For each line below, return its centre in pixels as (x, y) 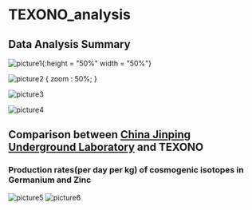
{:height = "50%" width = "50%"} (97, 63)
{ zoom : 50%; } (71, 79)
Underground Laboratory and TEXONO (106, 147)
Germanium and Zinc (50, 180)
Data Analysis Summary (69, 44)
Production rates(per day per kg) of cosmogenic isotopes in (126, 170)
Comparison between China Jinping (100, 135)
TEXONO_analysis (70, 15)
